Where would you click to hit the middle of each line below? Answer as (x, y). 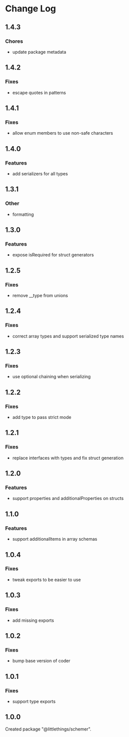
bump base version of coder (41, 661)
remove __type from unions (40, 295)
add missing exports (33, 620)
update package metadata (39, 52)
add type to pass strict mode (42, 417)
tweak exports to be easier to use (46, 579)
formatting (23, 214)
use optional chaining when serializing (51, 377)
